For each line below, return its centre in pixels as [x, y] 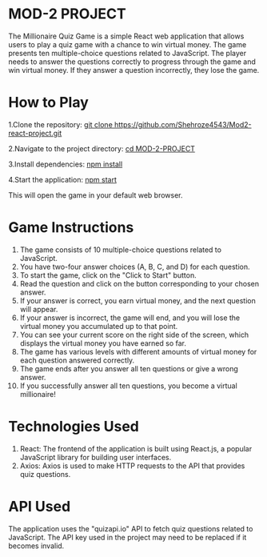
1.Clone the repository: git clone [61, 124]
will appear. [39, 309]
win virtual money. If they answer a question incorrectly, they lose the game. [134, 70]
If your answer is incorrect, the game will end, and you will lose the [130, 318]
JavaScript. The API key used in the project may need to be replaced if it [128, 537]
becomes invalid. [36, 546]
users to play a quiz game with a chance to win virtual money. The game [128, 44]
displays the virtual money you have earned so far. [103, 343]
